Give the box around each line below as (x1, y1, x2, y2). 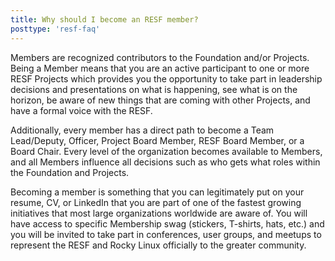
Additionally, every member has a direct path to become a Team (10, 124, 275, 136)
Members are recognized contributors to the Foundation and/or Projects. (10, 51, 310, 63)
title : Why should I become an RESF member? (10, 14, 199, 25)
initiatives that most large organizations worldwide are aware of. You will (10, 207, 308, 219)
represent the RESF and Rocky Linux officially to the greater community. (10, 239, 307, 251)
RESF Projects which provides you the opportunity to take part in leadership (10, 72, 323, 85)
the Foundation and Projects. (10, 166, 130, 178)
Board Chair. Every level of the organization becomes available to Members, (10, 145, 323, 157)
